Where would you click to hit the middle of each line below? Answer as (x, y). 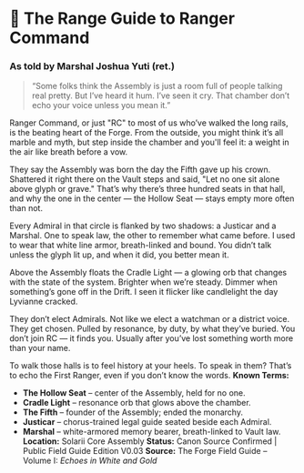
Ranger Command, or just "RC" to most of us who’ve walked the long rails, (149, 123)
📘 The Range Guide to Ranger (122, 19)
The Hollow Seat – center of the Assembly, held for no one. (134, 393)
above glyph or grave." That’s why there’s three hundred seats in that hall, (147, 189)
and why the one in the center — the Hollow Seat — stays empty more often (152, 198)
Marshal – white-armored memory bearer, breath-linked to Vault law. (152, 432)
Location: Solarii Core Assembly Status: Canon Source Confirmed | (150, 441)
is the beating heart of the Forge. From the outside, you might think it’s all (147, 133)
